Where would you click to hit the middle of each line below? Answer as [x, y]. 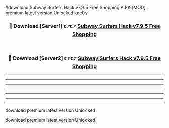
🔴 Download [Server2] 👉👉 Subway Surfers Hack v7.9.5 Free [84, 58]
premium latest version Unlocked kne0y [47, 13]
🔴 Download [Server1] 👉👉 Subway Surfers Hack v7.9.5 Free [84, 26]
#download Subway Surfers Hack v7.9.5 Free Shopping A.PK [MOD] [75, 7]
